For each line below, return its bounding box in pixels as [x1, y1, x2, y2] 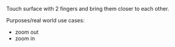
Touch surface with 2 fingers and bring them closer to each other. [6, 5, 170, 12]
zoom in [14, 35, 35, 42]
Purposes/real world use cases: [6, 17, 85, 23]
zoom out [14, 28, 39, 36]
